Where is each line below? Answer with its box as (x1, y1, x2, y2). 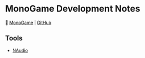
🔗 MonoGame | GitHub (5, 19, 51, 25)
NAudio (12, 47, 28, 53)
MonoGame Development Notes (5, 3, 141, 14)
